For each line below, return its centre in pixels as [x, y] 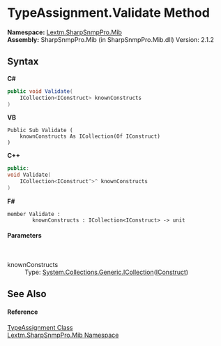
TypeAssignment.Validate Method [109, 13]
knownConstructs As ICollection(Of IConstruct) [90, 137]
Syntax [23, 62]
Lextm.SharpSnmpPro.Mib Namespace [63, 335]
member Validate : [34, 214]
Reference [23, 312]
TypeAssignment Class [40, 327]
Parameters [24, 236]
